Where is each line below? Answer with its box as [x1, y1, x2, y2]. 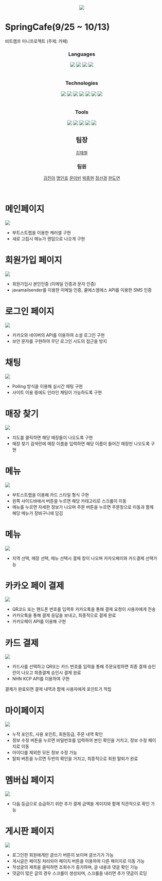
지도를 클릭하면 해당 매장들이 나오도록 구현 [12, 434, 93, 440]
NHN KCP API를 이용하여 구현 [12, 676, 70, 682]
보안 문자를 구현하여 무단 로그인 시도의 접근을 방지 [12, 338, 107, 344]
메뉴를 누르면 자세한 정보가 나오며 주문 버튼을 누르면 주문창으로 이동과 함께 [12, 504, 154, 510]
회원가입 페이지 [5, 255, 62, 266]
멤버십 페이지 [5, 775, 54, 786]
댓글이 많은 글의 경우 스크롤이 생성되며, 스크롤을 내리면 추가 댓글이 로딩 [12, 870, 147, 876]
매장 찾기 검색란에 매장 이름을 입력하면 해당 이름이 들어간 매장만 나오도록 [12, 440, 150, 446]
